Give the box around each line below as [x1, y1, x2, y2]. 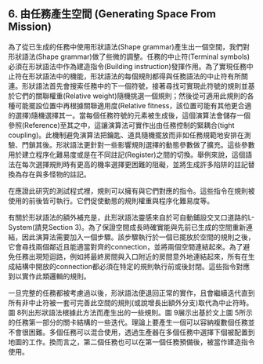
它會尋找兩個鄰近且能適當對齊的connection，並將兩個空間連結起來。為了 [8, 242, 243, 251]
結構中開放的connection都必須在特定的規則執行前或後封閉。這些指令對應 [14, 261, 250, 271]
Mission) [8, 20, 52, 34]
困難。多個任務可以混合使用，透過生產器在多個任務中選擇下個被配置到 [28, 327, 255, 337]
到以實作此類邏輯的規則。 [8, 271, 91, 281]
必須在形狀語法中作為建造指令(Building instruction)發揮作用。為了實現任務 [8, 61, 247, 71]
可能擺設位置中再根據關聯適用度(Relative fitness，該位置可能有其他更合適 [14, 100, 252, 110]
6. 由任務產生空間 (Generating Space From [8, 7, 217, 21]
